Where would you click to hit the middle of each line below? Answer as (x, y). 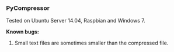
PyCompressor (28, 8)
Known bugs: (23, 32)
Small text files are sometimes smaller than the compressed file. (91, 43)
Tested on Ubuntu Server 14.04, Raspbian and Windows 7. (76, 21)
